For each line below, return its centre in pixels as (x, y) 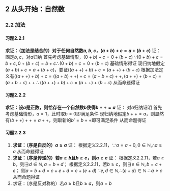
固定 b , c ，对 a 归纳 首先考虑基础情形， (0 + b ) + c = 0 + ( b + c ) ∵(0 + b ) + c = (84, 57)
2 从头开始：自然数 (35, 9)
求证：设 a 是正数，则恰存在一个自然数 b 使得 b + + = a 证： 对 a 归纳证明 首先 (84, 107)
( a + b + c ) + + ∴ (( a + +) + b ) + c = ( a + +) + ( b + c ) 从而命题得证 (73, 82)
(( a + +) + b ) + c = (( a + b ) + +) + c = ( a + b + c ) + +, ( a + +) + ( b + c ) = (88, 76)
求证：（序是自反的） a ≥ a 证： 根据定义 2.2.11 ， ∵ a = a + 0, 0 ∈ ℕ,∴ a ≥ (87, 145)
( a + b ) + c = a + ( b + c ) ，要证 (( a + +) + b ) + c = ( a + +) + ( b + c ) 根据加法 (82, 69)
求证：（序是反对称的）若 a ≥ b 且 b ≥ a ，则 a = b (62, 183)
